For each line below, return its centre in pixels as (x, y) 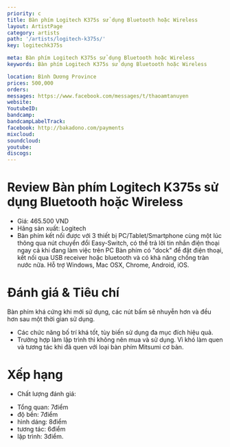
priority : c (24, 13)
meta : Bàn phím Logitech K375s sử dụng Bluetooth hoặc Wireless (101, 58)
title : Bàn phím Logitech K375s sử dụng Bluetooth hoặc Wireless (102, 20)
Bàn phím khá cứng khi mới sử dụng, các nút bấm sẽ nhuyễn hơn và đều (109, 312)
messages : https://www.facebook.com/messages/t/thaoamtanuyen (98, 96)
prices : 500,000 (30, 83)
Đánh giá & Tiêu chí (64, 293)
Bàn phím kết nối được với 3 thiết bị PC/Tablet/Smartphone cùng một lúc (119, 236)
